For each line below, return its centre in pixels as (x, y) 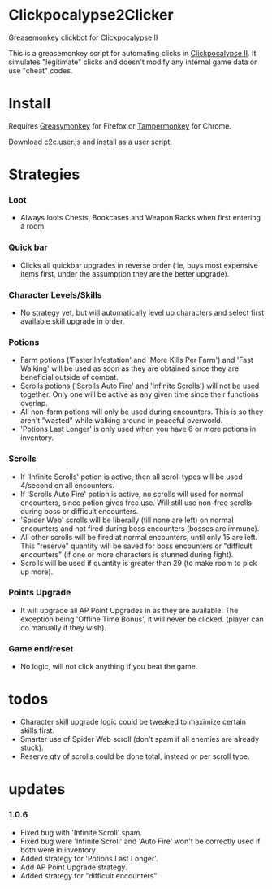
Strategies (44, 174)
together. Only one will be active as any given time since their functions (140, 394)
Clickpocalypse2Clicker (91, 15)
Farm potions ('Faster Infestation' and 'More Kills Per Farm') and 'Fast (136, 360)
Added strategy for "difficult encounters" (89, 875)
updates (37, 789)
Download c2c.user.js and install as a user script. (91, 142)
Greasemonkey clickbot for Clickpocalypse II (83, 37)
